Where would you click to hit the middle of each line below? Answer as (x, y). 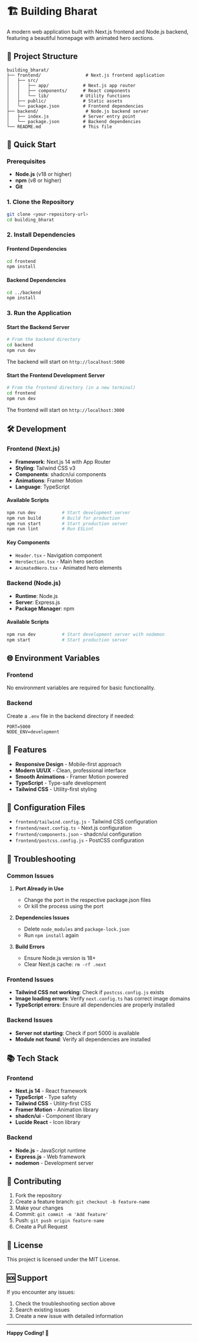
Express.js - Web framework (50, 1157)
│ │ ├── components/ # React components (69, 91)
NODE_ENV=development (33, 732)
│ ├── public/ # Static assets (65, 101)
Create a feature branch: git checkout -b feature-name (83, 1202)
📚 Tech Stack (33, 1059)
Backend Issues (30, 1020)
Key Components (28, 542)
